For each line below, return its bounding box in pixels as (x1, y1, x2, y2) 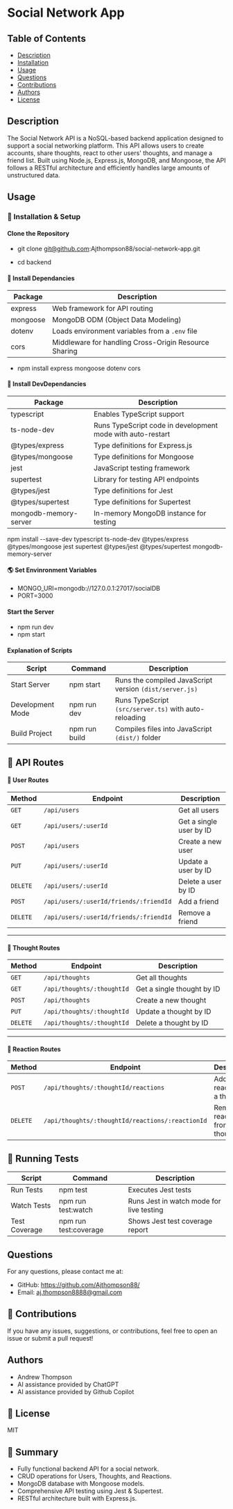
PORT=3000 (17, 591, 53, 600)
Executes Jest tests (128, 1185, 192, 1195)
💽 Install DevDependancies (7, 380, 87, 388)
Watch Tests (10, 1201, 51, 1211)
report (128, 1225, 148, 1235)
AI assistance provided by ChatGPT (17, 1380, 119, 1389)
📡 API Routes (7, 756, 64, 768)
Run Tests (10, 1185, 43, 1195)
